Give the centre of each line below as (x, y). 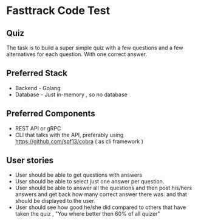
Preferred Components (51, 114)
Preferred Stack (37, 73)
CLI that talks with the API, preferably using (69, 135)
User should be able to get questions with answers (79, 175)
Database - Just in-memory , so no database (71, 94)
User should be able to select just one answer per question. (90, 182)
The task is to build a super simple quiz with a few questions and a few (95, 48)
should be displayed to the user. (55, 201)
